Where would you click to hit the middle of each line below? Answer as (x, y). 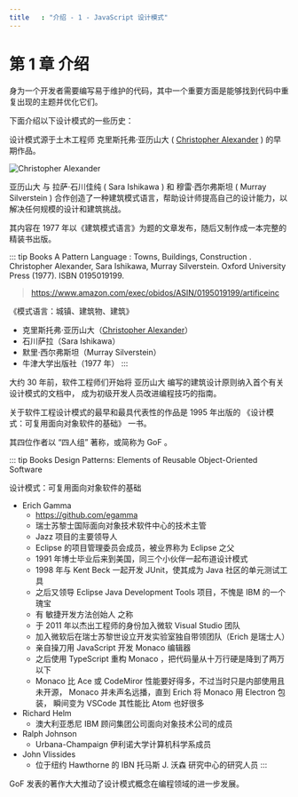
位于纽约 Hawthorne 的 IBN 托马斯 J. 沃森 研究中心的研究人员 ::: (151, 764)
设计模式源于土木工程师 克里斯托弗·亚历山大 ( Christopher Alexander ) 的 (141, 139)
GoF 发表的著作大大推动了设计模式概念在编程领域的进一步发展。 (127, 784)
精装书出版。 (32, 239)
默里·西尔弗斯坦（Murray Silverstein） (91, 352)
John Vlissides (49, 754)
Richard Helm (47, 713)
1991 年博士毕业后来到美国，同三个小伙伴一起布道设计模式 (141, 558)
